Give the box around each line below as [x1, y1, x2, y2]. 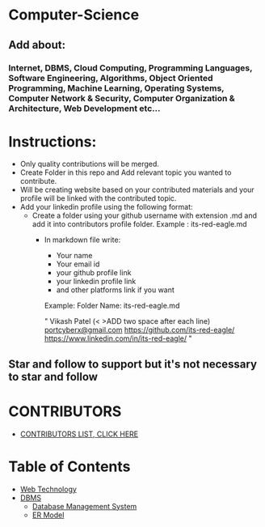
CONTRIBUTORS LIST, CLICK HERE [19, 429, 139, 439]
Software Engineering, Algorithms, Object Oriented [8, 72, 213, 83]
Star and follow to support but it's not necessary [8, 357, 257, 371]
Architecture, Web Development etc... [8, 103, 161, 114]
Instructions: [8, 132, 97, 151]
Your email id [56, 259, 100, 269]
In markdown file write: [44, 235, 121, 244]
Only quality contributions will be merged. [19, 159, 160, 169]
